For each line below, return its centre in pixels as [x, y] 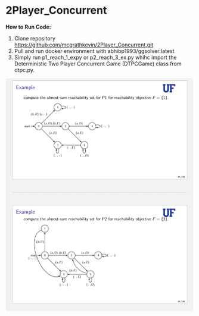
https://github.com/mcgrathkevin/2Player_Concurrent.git [84, 45]
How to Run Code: [28, 27]
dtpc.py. [24, 70]
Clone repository [35, 38]
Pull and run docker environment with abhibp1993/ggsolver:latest [94, 51]
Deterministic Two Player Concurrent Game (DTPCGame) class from [98, 64]
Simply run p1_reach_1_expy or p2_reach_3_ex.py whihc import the [95, 57]
